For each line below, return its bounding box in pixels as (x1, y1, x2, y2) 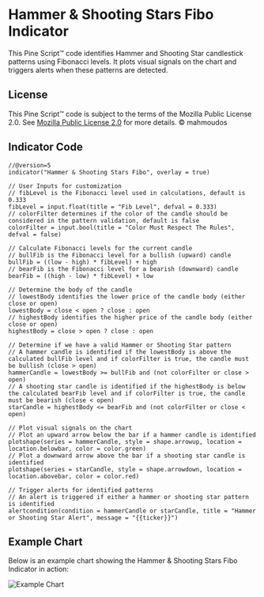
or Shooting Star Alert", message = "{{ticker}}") (8, 513, 179, 522)
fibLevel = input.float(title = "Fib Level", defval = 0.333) (8, 203, 217, 211)
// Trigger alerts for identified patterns (8, 486, 154, 494)
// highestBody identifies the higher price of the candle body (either (8, 314, 253, 321)
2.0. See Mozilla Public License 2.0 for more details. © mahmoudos (8, 117, 228, 127)
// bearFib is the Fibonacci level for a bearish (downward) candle (8, 265, 239, 273)
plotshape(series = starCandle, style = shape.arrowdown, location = (8, 465, 243, 473)
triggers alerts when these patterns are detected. (8, 65, 168, 74)
